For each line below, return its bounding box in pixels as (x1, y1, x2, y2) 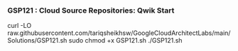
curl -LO (7, 22, 32, 30)
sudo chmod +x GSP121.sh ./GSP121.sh (68, 36, 183, 45)
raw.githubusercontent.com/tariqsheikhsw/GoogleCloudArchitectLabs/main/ (7, 29, 231, 37)
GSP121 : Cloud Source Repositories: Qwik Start (7, 6, 175, 15)
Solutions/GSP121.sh (7, 36, 67, 45)
